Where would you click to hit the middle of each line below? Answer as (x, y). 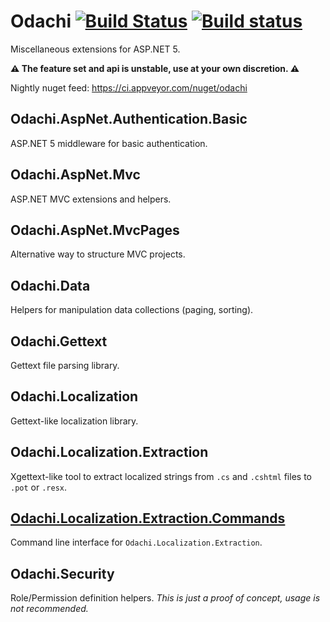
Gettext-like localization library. (74, 421)
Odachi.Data (50, 285)
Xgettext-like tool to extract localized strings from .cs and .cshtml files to (161, 476)
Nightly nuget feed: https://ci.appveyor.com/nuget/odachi (129, 87)
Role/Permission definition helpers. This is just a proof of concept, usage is (165, 598)
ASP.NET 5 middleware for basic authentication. (109, 143)
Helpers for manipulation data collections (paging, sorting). (132, 310)
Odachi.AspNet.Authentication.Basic (129, 119)
